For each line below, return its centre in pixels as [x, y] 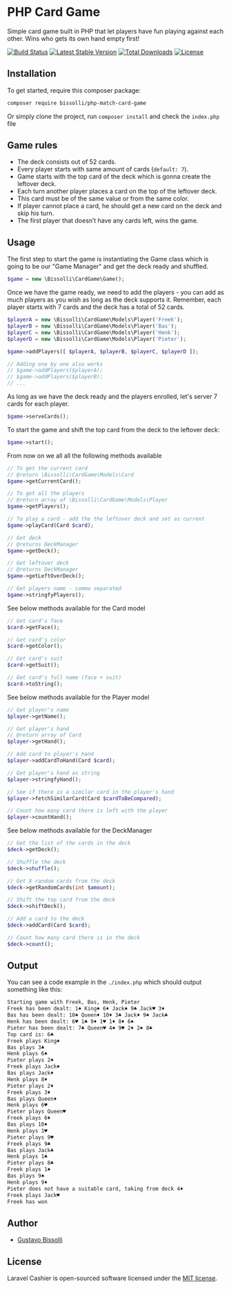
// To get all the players [46, 494]
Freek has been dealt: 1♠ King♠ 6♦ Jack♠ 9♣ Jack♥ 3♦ [86, 1009]
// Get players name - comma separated [64, 588]
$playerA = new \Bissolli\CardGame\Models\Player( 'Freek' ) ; [96, 320]
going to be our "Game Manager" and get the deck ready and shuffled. [108, 266]
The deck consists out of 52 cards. [67, 162]
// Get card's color [37, 640]
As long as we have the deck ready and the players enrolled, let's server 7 [112, 396]
